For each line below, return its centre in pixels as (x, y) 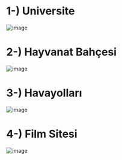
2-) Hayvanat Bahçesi (62, 52)
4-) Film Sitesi (42, 134)
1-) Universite (41, 11)
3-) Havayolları (44, 93)
